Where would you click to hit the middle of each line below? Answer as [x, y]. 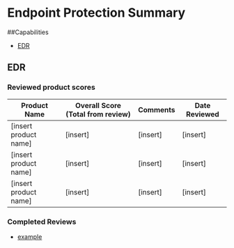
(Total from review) [98, 114]
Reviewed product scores [51, 87]
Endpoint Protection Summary [96, 13]
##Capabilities [28, 32]
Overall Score [99, 105]
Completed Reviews [42, 222]
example [30, 237]
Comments [157, 109]
